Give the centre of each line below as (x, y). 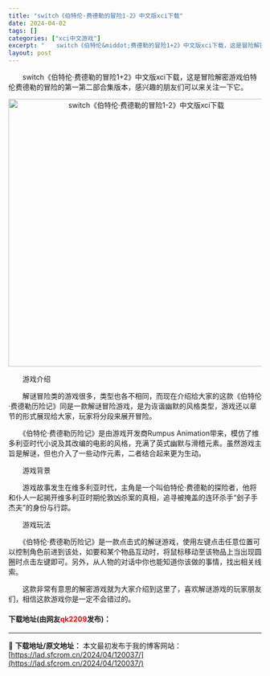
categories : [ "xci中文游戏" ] (55, 38)
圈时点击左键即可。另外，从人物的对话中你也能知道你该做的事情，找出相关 (131, 562)
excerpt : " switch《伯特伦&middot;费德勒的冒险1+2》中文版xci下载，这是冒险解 (134, 46)
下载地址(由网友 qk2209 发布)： (59, 619)
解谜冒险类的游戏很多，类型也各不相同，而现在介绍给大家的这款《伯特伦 (142, 396)
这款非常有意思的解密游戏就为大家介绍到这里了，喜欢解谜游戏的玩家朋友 (142, 589)
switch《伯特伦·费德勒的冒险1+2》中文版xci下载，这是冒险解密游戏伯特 (139, 77)
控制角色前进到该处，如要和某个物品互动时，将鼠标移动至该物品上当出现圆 (138, 552)
